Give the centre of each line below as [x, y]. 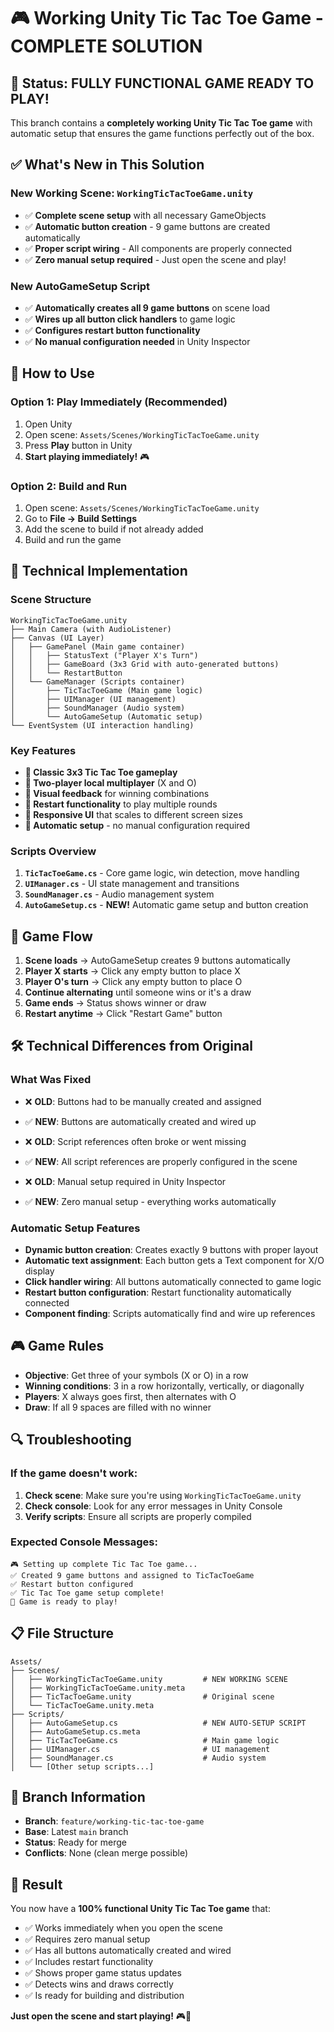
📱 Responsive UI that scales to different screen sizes [133, 814]
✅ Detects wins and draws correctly [99, 1984]
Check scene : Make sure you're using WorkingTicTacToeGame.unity [163, 1495]
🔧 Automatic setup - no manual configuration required [137, 825]
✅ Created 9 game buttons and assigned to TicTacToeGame [132, 1575]
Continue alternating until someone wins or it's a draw [138, 992]
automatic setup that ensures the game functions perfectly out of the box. [162, 133]
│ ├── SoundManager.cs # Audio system [138, 1758]
